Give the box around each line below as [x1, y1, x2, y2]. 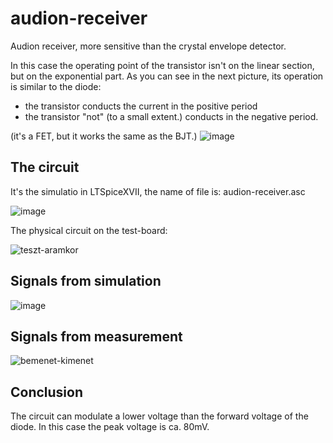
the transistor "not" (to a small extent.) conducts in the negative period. [24, 110, 319, 122]
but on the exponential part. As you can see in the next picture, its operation [10, 70, 324, 82]
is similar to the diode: [10, 80, 102, 92]
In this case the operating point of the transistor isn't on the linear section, [10, 59, 315, 71]
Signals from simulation [10, 273, 162, 290]
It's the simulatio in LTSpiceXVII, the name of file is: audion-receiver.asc [10, 185, 306, 197]
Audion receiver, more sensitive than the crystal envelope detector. [10, 40, 287, 52]
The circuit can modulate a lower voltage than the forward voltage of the [10, 410, 309, 422]
